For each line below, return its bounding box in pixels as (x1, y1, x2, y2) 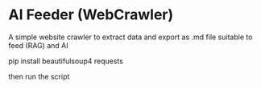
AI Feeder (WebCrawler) (8, 6, 174, 24)
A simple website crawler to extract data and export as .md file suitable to (8, 32, 253, 42)
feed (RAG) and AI (8, 40, 68, 50)
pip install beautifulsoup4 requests (8, 56, 123, 66)
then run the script (8, 71, 70, 81)
